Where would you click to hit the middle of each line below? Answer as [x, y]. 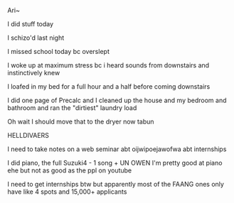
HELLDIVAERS [28, 135]
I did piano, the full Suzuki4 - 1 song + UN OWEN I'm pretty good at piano [115, 163]
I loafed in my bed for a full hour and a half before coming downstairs [109, 87]
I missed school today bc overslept [59, 51]
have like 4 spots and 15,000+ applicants [67, 192]
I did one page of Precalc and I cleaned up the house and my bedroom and [117, 100]
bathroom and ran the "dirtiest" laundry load [72, 108]
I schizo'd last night [36, 38]
